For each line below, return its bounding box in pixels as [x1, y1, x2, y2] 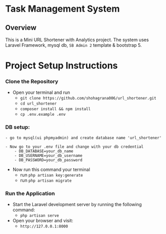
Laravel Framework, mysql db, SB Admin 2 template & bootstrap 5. [5, 42, 142, 48]
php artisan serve [20, 213, 59, 218]
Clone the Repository [5, 78, 59, 85]
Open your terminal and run [12, 89, 70, 95]
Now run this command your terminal [12, 166, 90, 173]
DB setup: [5, 124, 30, 131]
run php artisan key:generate [20, 172, 84, 178]
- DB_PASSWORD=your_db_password [14, 157, 82, 162]
